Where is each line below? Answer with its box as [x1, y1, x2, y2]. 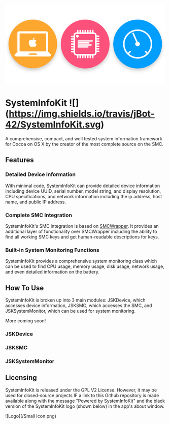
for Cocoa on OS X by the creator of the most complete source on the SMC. [5, 141, 164, 147]
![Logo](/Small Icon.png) [5, 413, 57, 419]
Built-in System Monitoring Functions [5, 246, 100, 253]
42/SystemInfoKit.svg [5, 119, 101, 131]
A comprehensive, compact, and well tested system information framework [5, 135, 162, 141]
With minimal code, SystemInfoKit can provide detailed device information [5, 183, 160, 189]
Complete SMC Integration [5, 211, 73, 219]
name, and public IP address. [5, 199, 66, 205]
